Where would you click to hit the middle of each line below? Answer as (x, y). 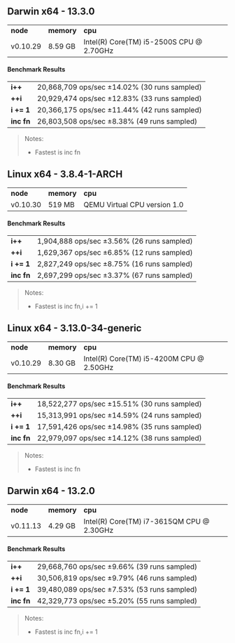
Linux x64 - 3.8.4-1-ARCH (65, 174)
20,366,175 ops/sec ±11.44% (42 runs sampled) (120, 110)
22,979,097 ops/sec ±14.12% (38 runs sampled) (120, 438)
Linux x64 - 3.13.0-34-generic (74, 328)
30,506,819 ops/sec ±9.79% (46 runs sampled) (117, 578)
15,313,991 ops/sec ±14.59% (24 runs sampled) (120, 416)
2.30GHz (99, 530)
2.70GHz (99, 51)
